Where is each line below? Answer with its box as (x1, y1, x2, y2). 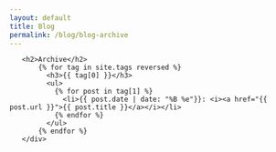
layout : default (9, 13, 71, 23)
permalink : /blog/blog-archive (9, 30, 129, 39)
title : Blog (9, 22, 55, 31)
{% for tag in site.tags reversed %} (37, 63, 182, 73)
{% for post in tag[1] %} (54, 87, 154, 96)
